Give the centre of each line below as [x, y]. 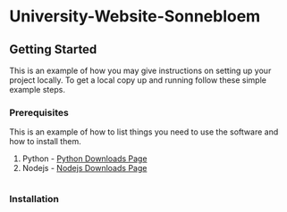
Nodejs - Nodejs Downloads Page [84, 168]
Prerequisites [39, 112]
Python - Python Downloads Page [84, 159]
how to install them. [46, 142]
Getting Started [53, 49]
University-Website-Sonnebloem [135, 16]
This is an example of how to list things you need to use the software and [144, 132]
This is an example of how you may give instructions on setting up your [140, 70]
